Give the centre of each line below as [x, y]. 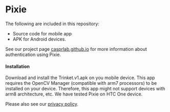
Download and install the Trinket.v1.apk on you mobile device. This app [80, 78]
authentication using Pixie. [33, 54]
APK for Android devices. [39, 39]
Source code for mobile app [42, 33]
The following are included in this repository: [52, 24]
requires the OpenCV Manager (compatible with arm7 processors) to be [81, 83]
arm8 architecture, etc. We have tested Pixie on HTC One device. [74, 94]
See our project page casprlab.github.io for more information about [76, 49]
